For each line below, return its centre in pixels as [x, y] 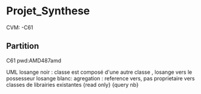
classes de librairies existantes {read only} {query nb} [72, 84]
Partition [23, 46]
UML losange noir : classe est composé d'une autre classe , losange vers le [99, 72]
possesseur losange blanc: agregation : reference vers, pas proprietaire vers [101, 78]
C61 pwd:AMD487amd [34, 60]
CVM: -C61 [20, 27]
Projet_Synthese [48, 11]
